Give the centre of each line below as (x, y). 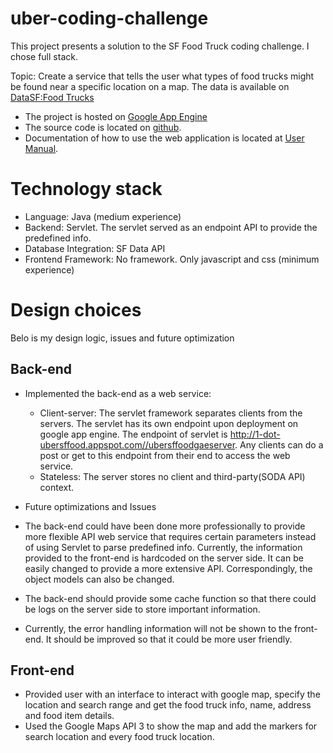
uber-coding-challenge (109, 18)
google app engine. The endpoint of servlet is (133, 434)
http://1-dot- (255, 434)
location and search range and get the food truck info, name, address (168, 705)
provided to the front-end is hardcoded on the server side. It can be (164, 558)
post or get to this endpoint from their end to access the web (165, 455)
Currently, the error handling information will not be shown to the (158, 628)
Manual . (41, 148)
